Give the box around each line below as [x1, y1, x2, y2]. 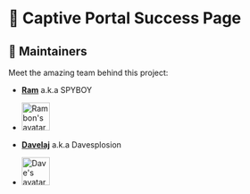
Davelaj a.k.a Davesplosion [21, 139, 122, 150]
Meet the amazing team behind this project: [8, 67, 169, 78]
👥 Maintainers [8, 44, 87, 59]
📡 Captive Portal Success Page [8, 8, 242, 29]
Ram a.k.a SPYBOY [21, 85, 93, 95]
